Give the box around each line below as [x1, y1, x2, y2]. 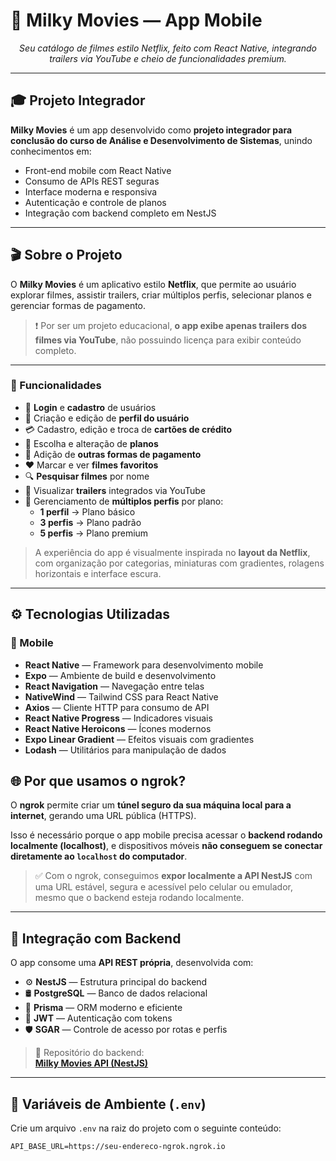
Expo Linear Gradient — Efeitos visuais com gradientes [24, 733, 255, 745]
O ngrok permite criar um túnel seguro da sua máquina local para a [10, 799, 292, 811]
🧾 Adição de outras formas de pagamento [24, 448, 202, 460]
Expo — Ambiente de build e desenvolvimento [24, 669, 217, 681]
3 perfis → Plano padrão [39, 516, 142, 528]
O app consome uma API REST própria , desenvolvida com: [10, 957, 254, 969]
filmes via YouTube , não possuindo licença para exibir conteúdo [34, 334, 302, 346]
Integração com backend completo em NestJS [24, 207, 217, 219]
